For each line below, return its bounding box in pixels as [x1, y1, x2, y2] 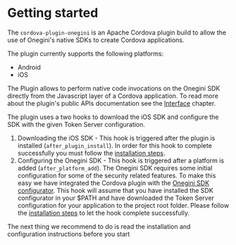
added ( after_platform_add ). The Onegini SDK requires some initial [17, 163, 213, 172]
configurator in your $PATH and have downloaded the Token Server [17, 194, 215, 202]
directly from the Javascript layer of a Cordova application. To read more [7, 92, 218, 100]
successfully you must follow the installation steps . [17, 149, 166, 157]
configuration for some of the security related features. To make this [17, 171, 216, 180]
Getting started [7, 5, 99, 21]
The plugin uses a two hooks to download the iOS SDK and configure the [7, 113, 220, 121]
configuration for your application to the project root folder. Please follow [17, 201, 230, 209]
